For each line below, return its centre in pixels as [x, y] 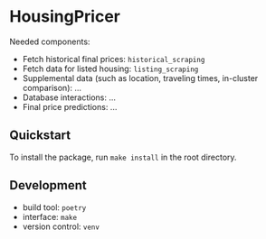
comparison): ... [52, 87]
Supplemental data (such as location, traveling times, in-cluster [140, 78]
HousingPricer [65, 17]
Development [48, 185]
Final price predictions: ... [70, 106]
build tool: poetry [54, 207]
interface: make [50, 216]
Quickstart [40, 136]
